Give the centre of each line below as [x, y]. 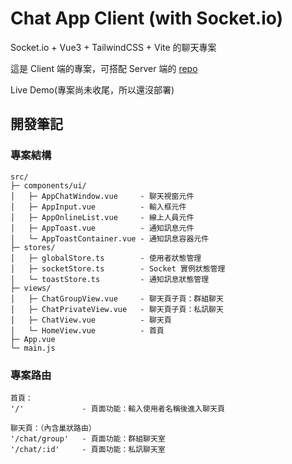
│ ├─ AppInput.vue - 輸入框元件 [98, 207]
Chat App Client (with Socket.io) [147, 18]
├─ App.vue [33, 339]
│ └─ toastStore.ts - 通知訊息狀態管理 [110, 279]
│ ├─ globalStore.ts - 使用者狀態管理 [106, 258]
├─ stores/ [33, 247]
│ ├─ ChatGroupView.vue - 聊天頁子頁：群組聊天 [117, 298]
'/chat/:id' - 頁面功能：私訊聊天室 [88, 449]
